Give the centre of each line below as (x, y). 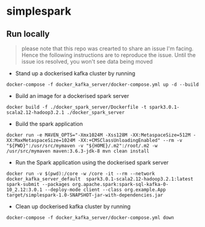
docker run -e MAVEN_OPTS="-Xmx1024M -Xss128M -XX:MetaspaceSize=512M (99, 135)
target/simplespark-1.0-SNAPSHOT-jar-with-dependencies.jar (85, 195)
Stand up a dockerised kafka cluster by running (75, 73)
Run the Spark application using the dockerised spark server (92, 162)
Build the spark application (49, 124)
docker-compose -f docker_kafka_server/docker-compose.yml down (90, 218)
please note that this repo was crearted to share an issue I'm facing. (107, 48)
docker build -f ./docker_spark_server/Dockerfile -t (77, 107)
